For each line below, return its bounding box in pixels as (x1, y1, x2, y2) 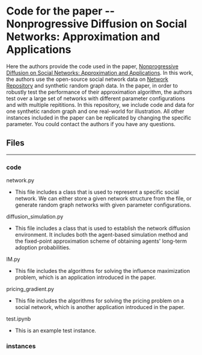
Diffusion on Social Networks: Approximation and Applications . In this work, (6, 69, 194, 76)
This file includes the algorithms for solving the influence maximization (14, 267, 191, 275)
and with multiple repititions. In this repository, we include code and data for (6, 101, 194, 108)
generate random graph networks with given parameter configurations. (14, 201, 191, 209)
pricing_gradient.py (6, 286, 54, 293)
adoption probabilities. (14, 244, 71, 251)
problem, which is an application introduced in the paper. (14, 273, 156, 281)
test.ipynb (6, 315, 31, 322)
